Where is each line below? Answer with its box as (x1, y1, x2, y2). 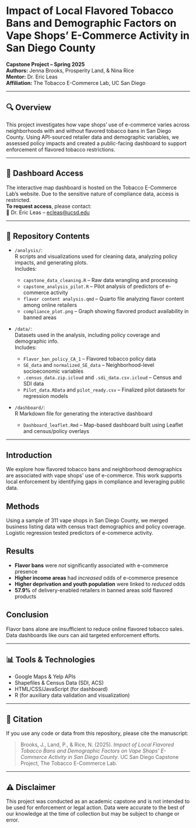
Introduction (6, 450, 52, 460)
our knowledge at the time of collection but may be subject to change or (6, 810, 180, 817)
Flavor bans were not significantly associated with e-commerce (14, 562, 169, 569)
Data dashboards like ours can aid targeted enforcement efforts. (6, 631, 160, 638)
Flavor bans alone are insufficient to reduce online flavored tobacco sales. (6, 625, 184, 633)
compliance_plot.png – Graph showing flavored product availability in (23, 308, 189, 315)
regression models (23, 393, 68, 400)
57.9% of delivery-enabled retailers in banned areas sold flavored (14, 586, 173, 593)
